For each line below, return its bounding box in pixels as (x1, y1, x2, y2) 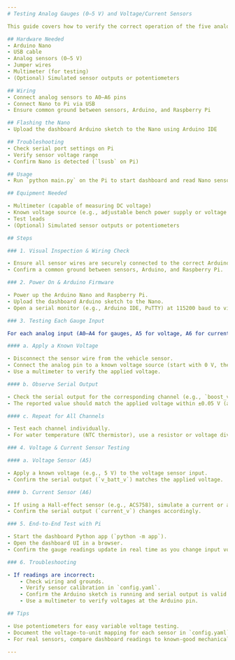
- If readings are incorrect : (7, 571, 96, 578)
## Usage (7, 171, 33, 178)
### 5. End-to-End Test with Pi (7, 521, 101, 528)
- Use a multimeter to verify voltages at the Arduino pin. (20, 598, 199, 605)
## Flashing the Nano (7, 120, 71, 127)
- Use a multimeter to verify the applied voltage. (7, 368, 161, 375)
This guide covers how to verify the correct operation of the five (7, 22, 211, 30)
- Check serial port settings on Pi (7, 145, 114, 152)
